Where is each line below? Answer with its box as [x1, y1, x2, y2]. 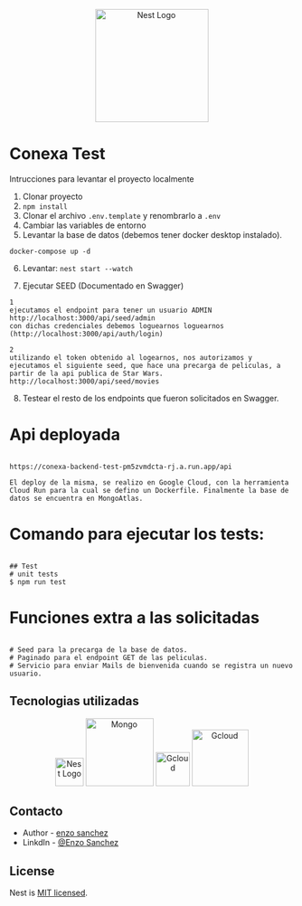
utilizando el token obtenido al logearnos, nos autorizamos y [9, 353, 253, 362]
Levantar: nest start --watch [22, 262, 134, 273]
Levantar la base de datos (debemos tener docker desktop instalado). [22, 229, 283, 240]
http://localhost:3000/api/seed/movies [9, 376, 160, 386]
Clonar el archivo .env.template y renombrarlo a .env [22, 210, 222, 221]
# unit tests [9, 570, 59, 579]
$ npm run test [9, 577, 67, 587]
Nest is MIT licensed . [9, 887, 89, 899]
